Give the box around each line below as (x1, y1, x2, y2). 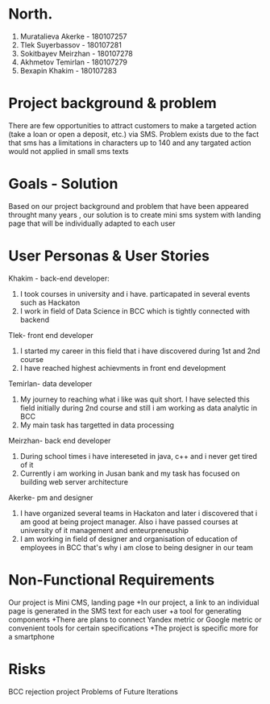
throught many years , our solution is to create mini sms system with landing (8, 210, 262, 219)
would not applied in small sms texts (8, 146, 129, 156)
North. (8, 5, 53, 23)
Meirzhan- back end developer (8, 435, 111, 445)
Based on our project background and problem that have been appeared (8, 201, 249, 210)
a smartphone (8, 631, 55, 641)
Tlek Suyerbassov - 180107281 (19, 40, 123, 49)
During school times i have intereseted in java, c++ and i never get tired (19, 451, 258, 460)
